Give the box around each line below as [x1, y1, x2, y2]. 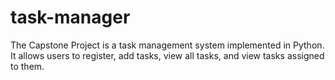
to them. [10, 60, 45, 72]
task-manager [10, 6, 131, 29]
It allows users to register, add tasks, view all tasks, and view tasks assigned [10, 49, 325, 61]
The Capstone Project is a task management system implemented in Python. [10, 39, 325, 51]
